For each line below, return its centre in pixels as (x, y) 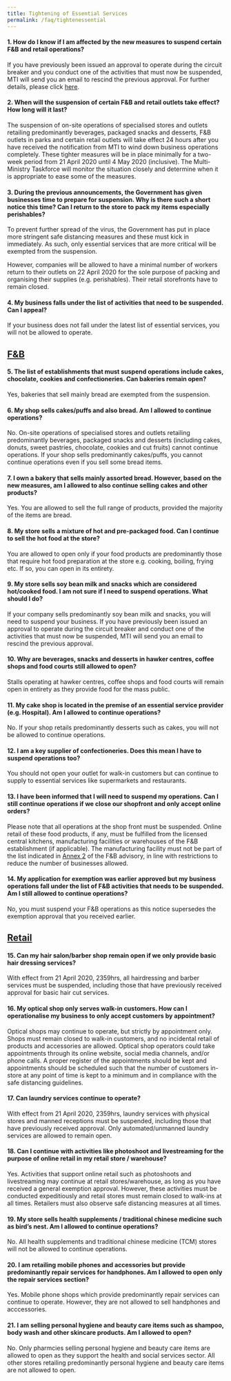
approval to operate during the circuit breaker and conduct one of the (106, 629)
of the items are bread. (40, 515)
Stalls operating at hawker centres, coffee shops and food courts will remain (115, 682)
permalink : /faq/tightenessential (57, 20)
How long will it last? (37, 110)
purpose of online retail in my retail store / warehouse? (87, 1158)
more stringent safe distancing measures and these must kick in (98, 237)
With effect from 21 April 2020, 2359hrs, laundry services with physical (108, 1113)
